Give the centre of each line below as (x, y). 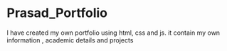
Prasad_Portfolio (57, 13)
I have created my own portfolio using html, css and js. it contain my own (114, 33)
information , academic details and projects (70, 40)
